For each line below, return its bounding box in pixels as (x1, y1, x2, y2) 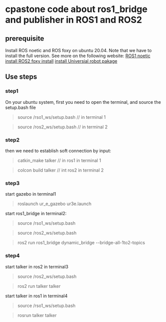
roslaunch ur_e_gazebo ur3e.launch (17, 201, 92, 207)
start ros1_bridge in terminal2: (5, 211, 67, 217)
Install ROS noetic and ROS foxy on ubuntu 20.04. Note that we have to (5, 48, 152, 53)
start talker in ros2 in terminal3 (5, 263, 69, 269)
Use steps (5, 73, 38, 81)
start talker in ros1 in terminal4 (5, 292, 68, 299)
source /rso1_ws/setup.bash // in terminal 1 (17, 114, 106, 120)
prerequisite (5, 34, 44, 43)
